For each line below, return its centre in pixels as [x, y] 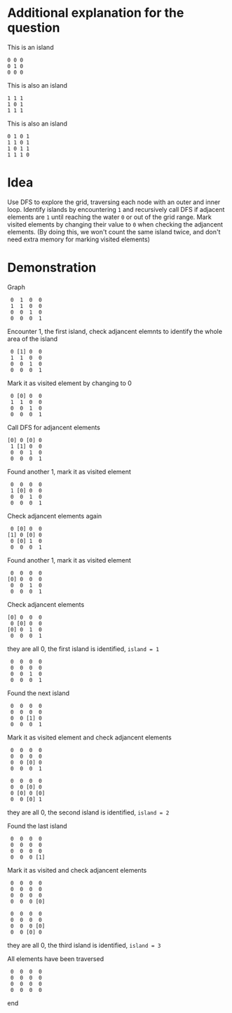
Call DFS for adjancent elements [54, 427]
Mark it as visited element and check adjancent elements [89, 737]
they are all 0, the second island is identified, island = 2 [88, 812]
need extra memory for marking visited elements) [79, 239]
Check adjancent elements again [55, 516]
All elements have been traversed [55, 958]
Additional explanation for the [96, 13]
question [34, 28]
